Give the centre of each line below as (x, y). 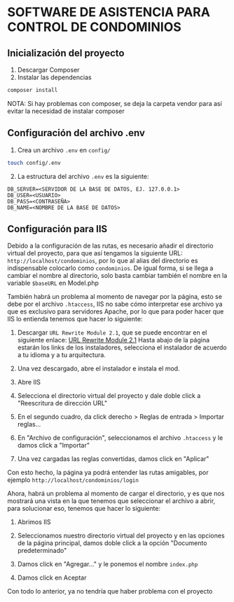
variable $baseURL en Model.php (53, 283)
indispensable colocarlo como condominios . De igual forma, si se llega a (110, 268)
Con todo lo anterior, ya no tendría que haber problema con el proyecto (110, 591)
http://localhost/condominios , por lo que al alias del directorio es (103, 261)
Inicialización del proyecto (66, 53)
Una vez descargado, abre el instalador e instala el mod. (98, 368)
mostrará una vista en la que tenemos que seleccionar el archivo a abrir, (111, 501)
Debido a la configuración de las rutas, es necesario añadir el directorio (110, 246)
